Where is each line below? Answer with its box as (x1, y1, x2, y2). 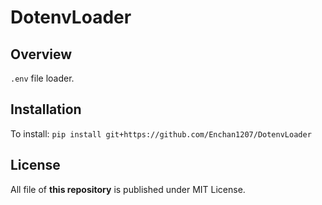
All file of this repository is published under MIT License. (10, 183, 246, 195)
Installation (10, 101, 82, 118)
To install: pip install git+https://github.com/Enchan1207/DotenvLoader (10, 127, 312, 140)
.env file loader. (10, 72, 75, 84)
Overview (10, 46, 73, 63)
